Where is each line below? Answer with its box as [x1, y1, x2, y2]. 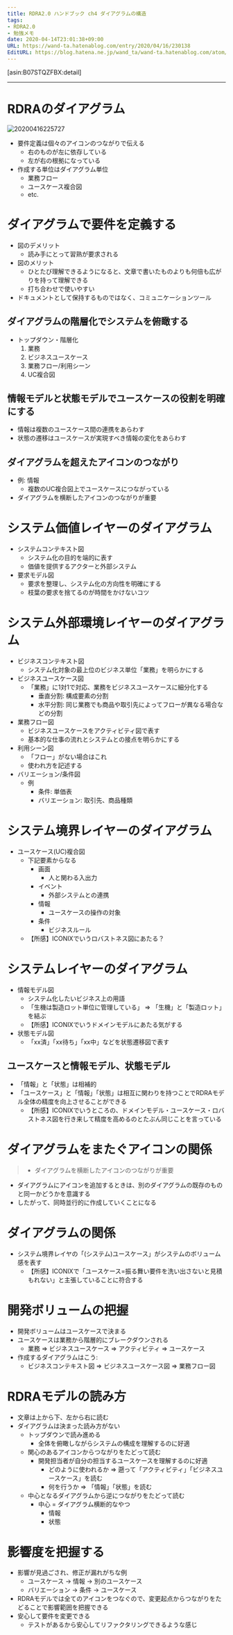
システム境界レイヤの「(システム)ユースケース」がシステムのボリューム [17, 1250, 221, 1258]
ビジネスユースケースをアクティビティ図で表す [27, 726, 160, 735]
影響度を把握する [7, 1544, 105, 1560]
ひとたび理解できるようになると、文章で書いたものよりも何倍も [27, 267, 210, 276]
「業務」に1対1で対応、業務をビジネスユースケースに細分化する [27, 683, 209, 692]
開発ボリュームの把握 [7, 1302, 129, 1318]
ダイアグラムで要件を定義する [7, 217, 177, 232]
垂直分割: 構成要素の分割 [37, 692, 109, 700]
